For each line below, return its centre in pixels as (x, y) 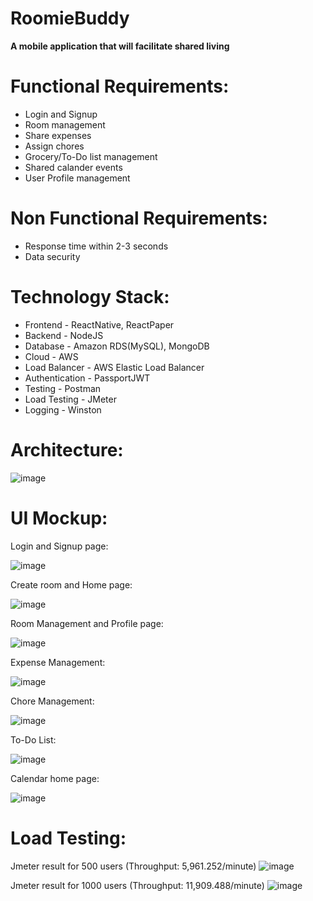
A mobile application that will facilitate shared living (120, 46)
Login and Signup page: (59, 546)
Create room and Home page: (71, 584)
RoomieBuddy (70, 18)
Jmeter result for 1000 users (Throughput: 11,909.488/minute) (137, 885)
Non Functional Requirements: (139, 218)
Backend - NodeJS (64, 335)
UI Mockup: (59, 518)
